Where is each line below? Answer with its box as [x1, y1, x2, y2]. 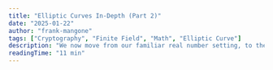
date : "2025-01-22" [8, 19, 75, 27]
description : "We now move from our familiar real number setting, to [8, 42, 253, 50]
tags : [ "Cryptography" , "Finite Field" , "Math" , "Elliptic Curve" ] [8, 34, 242, 43]
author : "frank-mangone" [8, 27, 93, 35]
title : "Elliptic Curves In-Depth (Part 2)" [8, 11, 162, 20]
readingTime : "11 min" [8, 49, 85, 57]
